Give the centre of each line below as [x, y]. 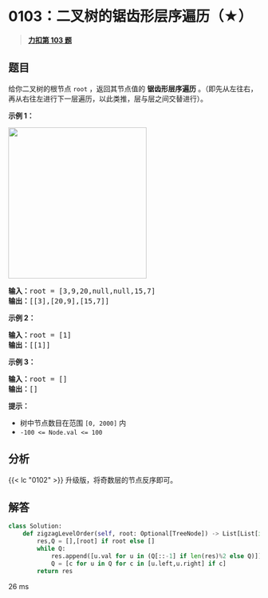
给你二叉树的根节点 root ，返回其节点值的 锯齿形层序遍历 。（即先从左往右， [133, 88]
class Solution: [35, 526]
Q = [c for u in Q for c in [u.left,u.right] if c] [138, 564]
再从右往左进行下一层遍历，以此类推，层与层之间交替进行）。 [108, 98]
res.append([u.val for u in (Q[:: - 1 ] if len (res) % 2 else [148, 556]
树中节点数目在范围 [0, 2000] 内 [73, 423]
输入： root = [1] [40, 335]
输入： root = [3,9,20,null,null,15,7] [82, 291]
